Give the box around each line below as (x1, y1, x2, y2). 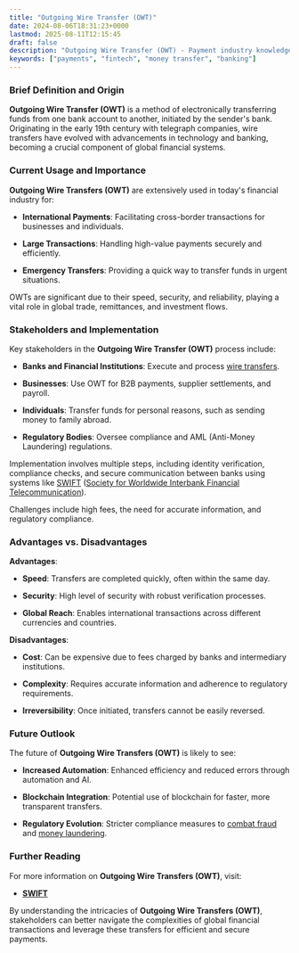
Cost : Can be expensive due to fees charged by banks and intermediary (21, 652, 287, 662)
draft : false (9, 37, 58, 47)
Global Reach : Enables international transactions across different (21, 608, 261, 619)
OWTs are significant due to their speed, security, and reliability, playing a (9, 292, 279, 302)
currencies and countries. (21, 617, 117, 628)
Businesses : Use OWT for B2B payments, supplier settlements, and (21, 378, 271, 389)
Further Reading (9, 850, 81, 863)
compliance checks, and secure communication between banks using (9, 467, 265, 478)
